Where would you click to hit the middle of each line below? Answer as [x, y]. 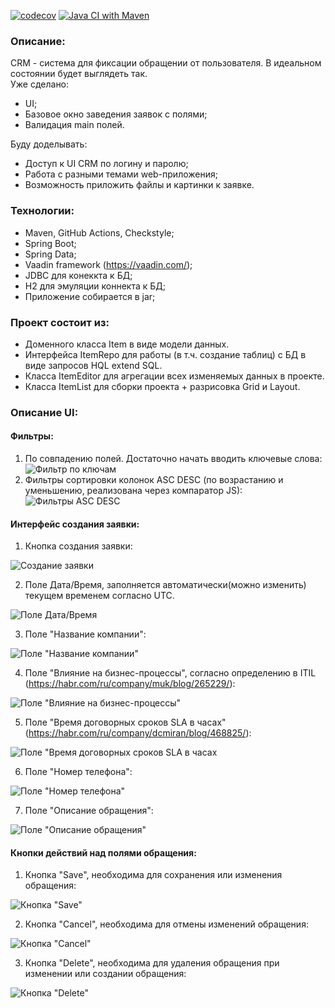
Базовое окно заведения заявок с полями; [116, 114]
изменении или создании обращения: [105, 974]
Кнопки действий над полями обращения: [103, 852]
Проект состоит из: [60, 322]
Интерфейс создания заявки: [75, 524]
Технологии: [42, 211]
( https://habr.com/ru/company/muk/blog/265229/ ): [130, 684]
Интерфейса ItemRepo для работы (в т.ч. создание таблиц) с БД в [165, 354]
